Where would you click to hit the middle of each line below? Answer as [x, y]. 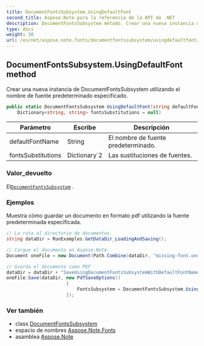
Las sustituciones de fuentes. [150, 155]
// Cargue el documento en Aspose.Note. [58, 250]
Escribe [85, 127]
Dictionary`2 [85, 155]
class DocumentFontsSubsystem [56, 324]
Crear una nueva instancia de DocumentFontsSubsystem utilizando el [93, 89]
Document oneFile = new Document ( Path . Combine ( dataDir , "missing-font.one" [104, 256]
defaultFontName [34, 141]
